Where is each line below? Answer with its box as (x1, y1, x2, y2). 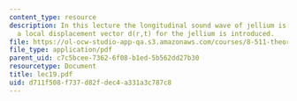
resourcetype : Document (9, 62, 97, 71)
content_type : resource (9, 12, 97, 22)
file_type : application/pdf (9, 46, 113, 54)
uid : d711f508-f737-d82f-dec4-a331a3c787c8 (9, 78, 172, 87)
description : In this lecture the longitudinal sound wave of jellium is (9, 21, 287, 30)
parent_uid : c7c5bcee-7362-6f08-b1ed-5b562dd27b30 (9, 54, 200, 62)
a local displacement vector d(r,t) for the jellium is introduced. (17, 29, 275, 38)
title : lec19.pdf (9, 70, 73, 79)
